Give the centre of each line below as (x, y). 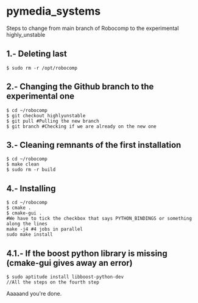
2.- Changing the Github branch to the (80, 87)
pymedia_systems (54, 11)
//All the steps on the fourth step (53, 282)
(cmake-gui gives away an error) (69, 263)
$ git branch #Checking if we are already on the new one (81, 126)
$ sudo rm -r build (31, 170)
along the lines (27, 224)
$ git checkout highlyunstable (46, 115)
